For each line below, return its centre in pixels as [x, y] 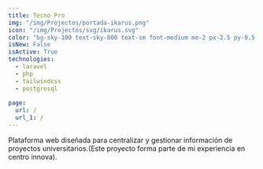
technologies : [31, 60]
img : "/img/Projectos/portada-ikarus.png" [79, 23]
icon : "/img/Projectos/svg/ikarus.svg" [74, 30]
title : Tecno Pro [37, 15]
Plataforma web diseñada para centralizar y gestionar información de [120, 140]
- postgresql [37, 88]
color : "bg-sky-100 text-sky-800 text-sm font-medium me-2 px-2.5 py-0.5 [132, 37]
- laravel [31, 67]
